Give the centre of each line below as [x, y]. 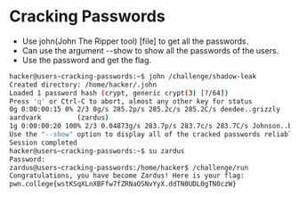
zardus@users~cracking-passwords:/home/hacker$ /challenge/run [129, 168]
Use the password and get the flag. [87, 60]
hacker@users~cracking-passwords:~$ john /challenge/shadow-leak [133, 76]
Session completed [43, 143]
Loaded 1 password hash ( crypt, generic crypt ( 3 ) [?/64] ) [119, 93]
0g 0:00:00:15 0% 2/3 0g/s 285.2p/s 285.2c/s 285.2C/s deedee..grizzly [145, 110]
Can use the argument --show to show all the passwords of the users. [150, 50]
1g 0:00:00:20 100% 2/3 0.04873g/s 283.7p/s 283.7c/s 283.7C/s [129, 127]
